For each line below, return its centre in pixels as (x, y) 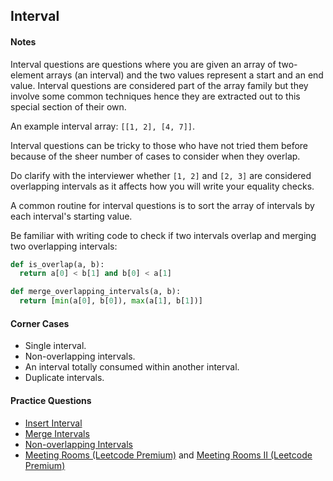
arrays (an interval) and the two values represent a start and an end (184, 75)
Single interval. (55, 346)
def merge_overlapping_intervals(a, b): (96, 292)
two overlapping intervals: (64, 246)
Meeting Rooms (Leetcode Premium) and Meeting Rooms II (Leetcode (168, 455)
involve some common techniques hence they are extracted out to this (155, 96)
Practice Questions (51, 400)
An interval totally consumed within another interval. (132, 367)
